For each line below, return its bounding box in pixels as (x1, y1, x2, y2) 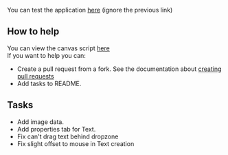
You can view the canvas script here (7, 44, 110, 52)
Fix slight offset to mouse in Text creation (16, 139, 135, 147)
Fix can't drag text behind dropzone (16, 132, 119, 141)
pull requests (16, 72, 54, 80)
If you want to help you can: (7, 51, 86, 59)
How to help (7, 25, 60, 37)
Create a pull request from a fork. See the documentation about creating (16, 65, 222, 73)
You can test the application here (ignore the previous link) (7, 6, 173, 14)
